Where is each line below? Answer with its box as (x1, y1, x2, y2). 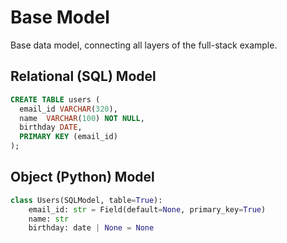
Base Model (10, 6, 110, 29)
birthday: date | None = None (28, 223, 155, 233)
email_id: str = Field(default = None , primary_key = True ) (28, 204, 267, 215)
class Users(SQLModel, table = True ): (10, 195, 163, 205)
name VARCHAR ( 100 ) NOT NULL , (19, 113, 145, 123)
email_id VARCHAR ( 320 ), (19, 104, 118, 114)
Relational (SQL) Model (10, 68, 157, 85)
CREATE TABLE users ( (10, 94, 101, 105)
